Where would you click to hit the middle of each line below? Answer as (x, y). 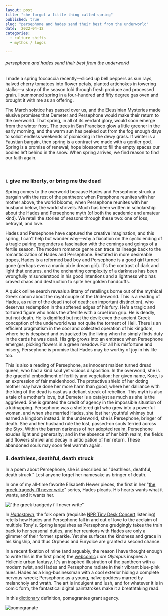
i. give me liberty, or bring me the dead (53, 181)
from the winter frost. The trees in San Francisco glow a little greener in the (83, 126)
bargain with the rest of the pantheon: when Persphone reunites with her (80, 197)
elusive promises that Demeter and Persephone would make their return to (82, 115)
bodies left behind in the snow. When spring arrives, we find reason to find (82, 152)
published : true (22, 19)
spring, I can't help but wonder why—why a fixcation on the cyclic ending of (84, 239)
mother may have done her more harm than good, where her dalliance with (82, 386)
